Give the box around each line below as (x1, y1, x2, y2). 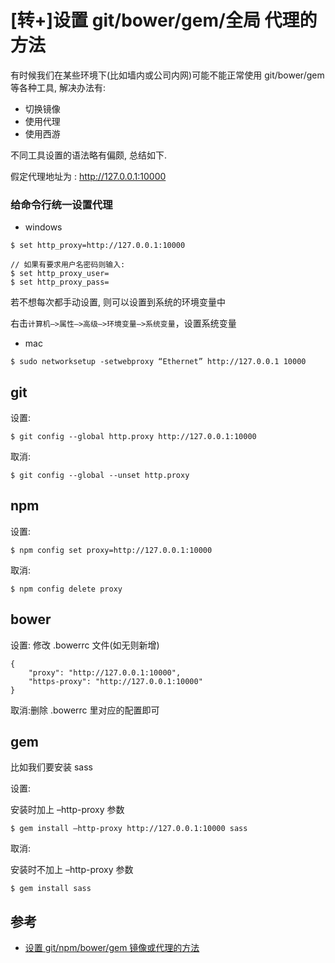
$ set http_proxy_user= (10, 269, 110, 279)
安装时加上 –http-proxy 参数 (10, 804, 125, 816)
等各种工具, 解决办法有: (10, 81, 107, 93)
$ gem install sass (10, 884, 92, 894)
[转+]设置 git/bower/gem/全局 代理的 (10, 9, 318, 32)
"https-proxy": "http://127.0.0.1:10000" (28, 676, 203, 686)
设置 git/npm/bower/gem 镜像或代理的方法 (24, 942, 200, 954)
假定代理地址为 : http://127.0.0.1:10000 (10, 170, 167, 182)
